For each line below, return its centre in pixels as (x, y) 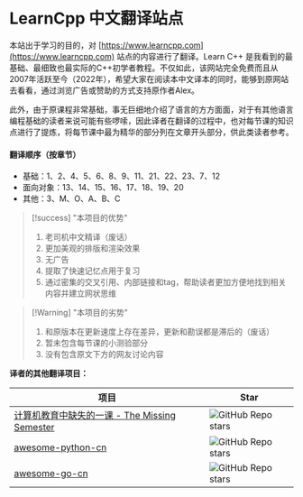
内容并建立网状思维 (81, 293)
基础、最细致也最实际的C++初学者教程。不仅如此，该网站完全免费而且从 (144, 68)
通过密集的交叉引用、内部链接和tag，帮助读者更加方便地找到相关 (165, 282)
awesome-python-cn (60, 447)
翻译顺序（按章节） (45, 154)
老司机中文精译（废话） (88, 237)
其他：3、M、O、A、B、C (71, 198)
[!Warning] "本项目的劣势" (79, 313)
